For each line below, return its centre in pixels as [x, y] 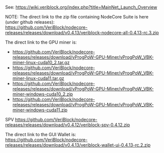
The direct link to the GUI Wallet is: [41, 134]
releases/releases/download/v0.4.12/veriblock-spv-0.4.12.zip [68, 125]
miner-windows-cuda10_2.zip [43, 94]
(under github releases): [30, 22]
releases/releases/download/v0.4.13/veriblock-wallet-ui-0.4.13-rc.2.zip [78, 145]
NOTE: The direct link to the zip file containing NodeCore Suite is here [77, 17]
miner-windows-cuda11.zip [40, 110]
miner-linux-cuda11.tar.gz [38, 78]
